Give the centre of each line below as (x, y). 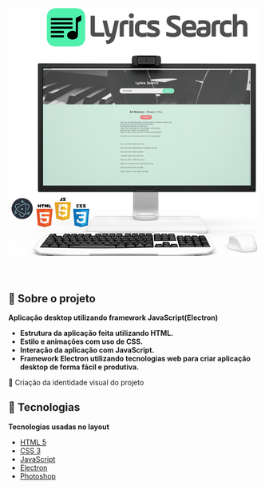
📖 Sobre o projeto (52, 298)
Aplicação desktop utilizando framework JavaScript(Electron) (113, 317)
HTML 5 (33, 442)
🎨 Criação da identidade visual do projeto (76, 383)
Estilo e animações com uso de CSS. (81, 341)
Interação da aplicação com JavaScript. (87, 350)
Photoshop (38, 476)
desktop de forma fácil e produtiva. (79, 367)
